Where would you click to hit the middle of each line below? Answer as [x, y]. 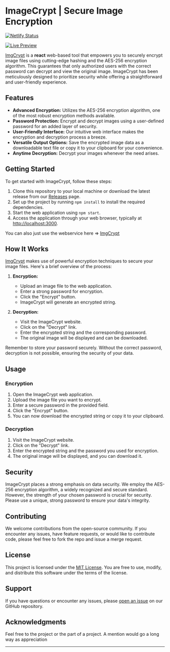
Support [18, 589]
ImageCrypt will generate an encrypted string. [68, 302]
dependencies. [28, 207]
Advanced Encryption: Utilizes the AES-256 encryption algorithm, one [86, 110]
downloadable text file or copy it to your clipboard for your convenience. [88, 148]
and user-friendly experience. [36, 82]
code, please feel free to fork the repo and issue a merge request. [74, 539]
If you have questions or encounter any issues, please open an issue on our [84, 601]
